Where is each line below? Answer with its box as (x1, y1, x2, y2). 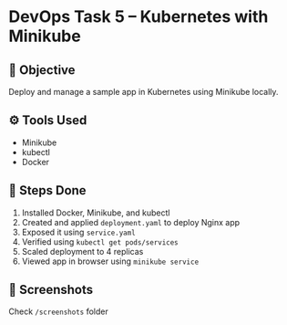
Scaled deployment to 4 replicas (21, 246, 144, 257)
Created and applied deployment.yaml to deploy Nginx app (21, 216, 241, 227)
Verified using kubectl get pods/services (21, 236, 179, 247)
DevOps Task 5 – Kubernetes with (8, 6, 269, 27)
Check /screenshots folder (8, 306, 108, 317)
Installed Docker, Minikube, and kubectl (21, 207, 170, 218)
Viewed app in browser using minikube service (21, 256, 200, 267)
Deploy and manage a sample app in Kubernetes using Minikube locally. (8, 87, 279, 97)
